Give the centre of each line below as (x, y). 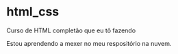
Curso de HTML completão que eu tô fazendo (71, 30)
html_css (33, 12)
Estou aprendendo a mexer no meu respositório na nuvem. (89, 43)
